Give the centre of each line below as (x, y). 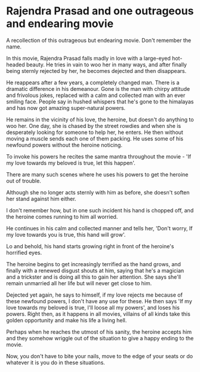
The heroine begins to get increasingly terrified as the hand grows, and (93, 264)
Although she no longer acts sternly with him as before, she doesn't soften (98, 192)
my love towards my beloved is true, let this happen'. (71, 163)
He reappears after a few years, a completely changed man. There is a (93, 83)
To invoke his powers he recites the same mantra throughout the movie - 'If (99, 156)
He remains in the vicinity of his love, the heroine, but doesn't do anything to (100, 119)
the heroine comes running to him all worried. (62, 217)
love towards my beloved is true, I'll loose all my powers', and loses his (93, 307)
